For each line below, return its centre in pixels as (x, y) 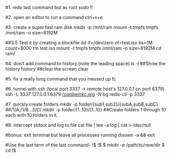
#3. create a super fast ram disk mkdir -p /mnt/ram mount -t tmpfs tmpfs (82, 27)
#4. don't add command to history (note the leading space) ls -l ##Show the (85, 63)
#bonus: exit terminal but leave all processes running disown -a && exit (80, 135)
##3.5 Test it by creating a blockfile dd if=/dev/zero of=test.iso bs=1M (79, 43)
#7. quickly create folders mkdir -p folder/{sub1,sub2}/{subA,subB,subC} (82, 104)
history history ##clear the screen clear (47, 69)
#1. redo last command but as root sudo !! (49, 7)
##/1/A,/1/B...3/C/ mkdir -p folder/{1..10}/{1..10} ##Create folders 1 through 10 (86, 110)
